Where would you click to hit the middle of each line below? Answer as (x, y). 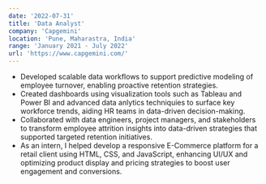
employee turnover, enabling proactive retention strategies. (119, 85)
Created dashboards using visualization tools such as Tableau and (131, 94)
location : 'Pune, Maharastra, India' (72, 39)
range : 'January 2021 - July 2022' (69, 46)
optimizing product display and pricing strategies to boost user (125, 163)
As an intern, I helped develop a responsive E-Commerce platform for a (139, 145)
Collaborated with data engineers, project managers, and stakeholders (138, 120)
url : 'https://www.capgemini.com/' (69, 53)
